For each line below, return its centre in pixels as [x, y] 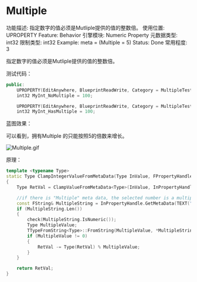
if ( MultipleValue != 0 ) [57, 236]
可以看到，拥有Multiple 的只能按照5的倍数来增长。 [67, 136]
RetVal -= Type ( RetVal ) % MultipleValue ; [89, 247]
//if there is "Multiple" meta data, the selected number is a [96, 198]
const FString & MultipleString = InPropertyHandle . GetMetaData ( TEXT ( [103, 203]
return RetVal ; [35, 269]
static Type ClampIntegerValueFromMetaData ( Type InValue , [78, 176]
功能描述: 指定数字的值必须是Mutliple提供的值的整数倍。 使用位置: [86, 28]
